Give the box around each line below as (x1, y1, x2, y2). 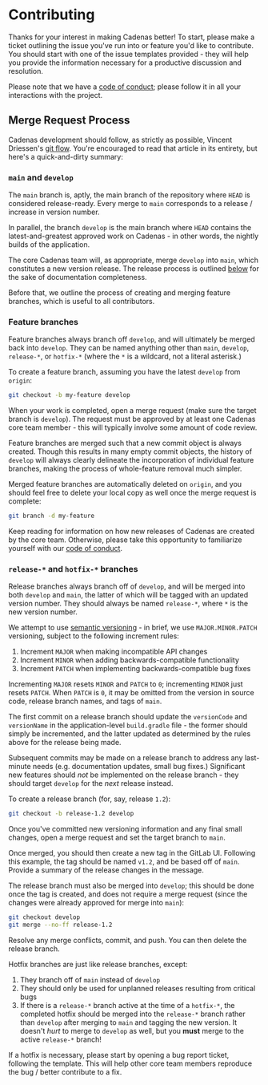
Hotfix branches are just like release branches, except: (8, 960, 188, 970)
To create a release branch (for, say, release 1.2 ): (8, 794, 171, 804)
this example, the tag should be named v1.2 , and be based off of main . (8, 856, 240, 867)
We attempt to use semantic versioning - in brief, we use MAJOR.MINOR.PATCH (8, 623, 258, 633)
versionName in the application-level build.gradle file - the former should (8, 720, 248, 731)
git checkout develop (8, 913, 81, 921)
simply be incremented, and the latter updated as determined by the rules (8, 729, 251, 739)
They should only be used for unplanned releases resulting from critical (19, 984, 256, 994)
